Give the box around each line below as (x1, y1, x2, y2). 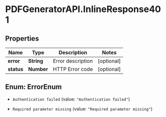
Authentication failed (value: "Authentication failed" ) (12, 96, 130, 102)
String (28, 58, 44, 64)
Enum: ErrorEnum (5, 83, 62, 91)
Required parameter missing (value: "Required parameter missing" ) (12, 105, 153, 111)
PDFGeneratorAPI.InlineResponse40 (5, 4, 161, 15)
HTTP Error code (52, 66, 93, 72)
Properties (5, 34, 39, 43)
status (8, 66, 24, 72)
